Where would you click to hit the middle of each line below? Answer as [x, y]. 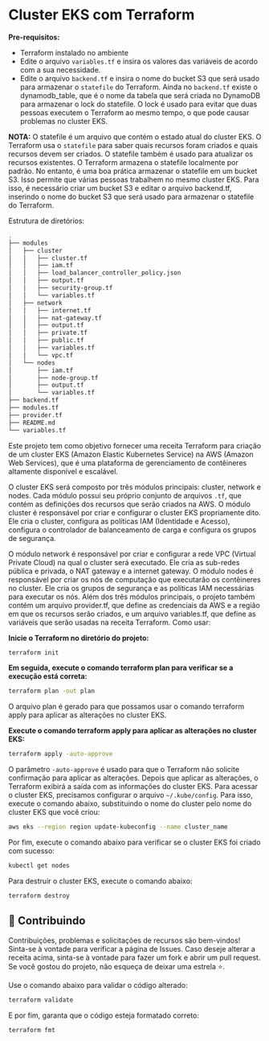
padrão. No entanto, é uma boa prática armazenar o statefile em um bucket [133, 171]
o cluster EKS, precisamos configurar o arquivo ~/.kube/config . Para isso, [130, 795]
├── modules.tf [34, 408]
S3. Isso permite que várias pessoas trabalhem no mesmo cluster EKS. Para [134, 180]
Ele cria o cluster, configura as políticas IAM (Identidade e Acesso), [119, 521]
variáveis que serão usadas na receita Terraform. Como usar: [110, 622]
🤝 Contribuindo [47, 921]
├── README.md [32, 423]
